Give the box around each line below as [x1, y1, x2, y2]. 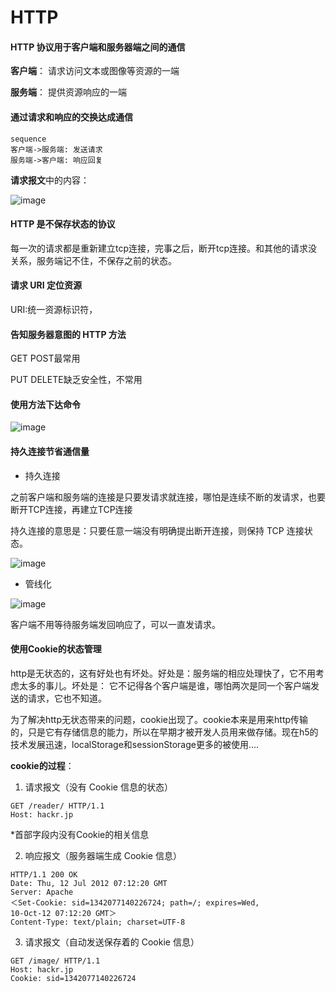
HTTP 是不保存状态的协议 [10, 218, 116, 230]
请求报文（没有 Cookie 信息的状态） [24, 781, 173, 793]
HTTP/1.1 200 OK [10, 869, 78, 880]
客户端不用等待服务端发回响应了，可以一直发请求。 [10, 618, 221, 630]
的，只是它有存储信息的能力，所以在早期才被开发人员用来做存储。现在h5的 [10, 726, 319, 738]
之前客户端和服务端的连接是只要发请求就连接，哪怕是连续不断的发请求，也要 [10, 491, 326, 503]
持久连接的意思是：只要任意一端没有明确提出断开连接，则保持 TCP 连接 [10, 524, 305, 536]
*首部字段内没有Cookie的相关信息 [10, 828, 150, 840]
